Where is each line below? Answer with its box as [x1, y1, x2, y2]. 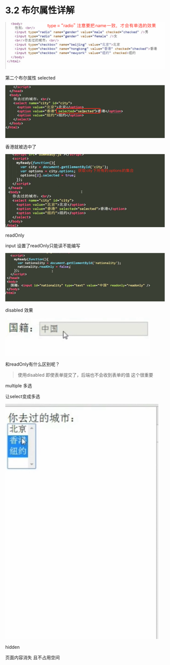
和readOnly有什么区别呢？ [5, 361, 60, 367]
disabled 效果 [5, 307, 33, 314]
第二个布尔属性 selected [5, 75, 56, 81]
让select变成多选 [5, 393, 40, 400]
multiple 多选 [5, 383, 32, 389]
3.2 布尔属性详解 [5, 5, 75, 16]
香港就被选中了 [5, 144, 36, 150]
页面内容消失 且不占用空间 [5, 654, 60, 660]
